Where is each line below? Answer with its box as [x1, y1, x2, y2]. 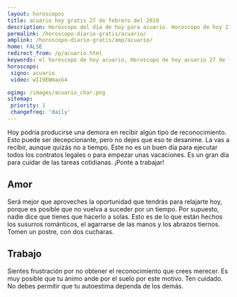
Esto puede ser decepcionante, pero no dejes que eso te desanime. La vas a [7, 135, 230, 144]
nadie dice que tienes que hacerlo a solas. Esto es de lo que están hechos [7, 212, 223, 221]
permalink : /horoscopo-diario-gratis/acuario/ [7, 30, 147, 37]
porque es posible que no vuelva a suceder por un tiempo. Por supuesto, [7, 204, 220, 213]
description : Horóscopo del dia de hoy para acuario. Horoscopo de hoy [7, 23, 222, 30]
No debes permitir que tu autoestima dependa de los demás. [7, 281, 184, 290]
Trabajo [7, 248, 42, 260]
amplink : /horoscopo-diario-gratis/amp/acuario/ [7, 37, 153, 44]
